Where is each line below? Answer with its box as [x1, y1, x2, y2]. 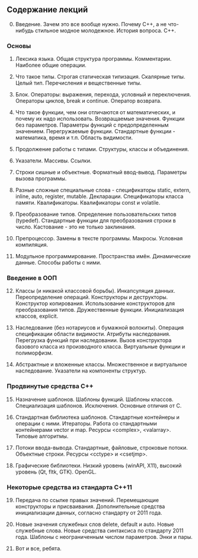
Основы [7, 42, 31, 50]
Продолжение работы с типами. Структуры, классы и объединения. [15, 146, 189, 153]
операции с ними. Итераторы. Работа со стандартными [15, 419, 157, 427]
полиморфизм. [15, 349, 53, 356]
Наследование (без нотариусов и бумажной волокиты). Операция [15, 324, 184, 331]
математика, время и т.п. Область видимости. [15, 134, 133, 142]
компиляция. [15, 241, 48, 249]
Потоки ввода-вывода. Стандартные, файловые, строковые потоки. [15, 444, 188, 451]
